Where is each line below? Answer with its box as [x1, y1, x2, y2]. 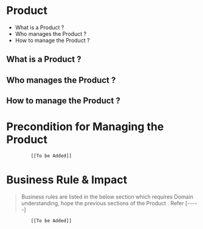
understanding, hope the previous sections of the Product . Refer [21, 199, 184, 207]
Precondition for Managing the [6, 120, 164, 134]
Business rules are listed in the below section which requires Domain [21, 193, 193, 200]
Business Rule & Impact [6, 173, 128, 187]
